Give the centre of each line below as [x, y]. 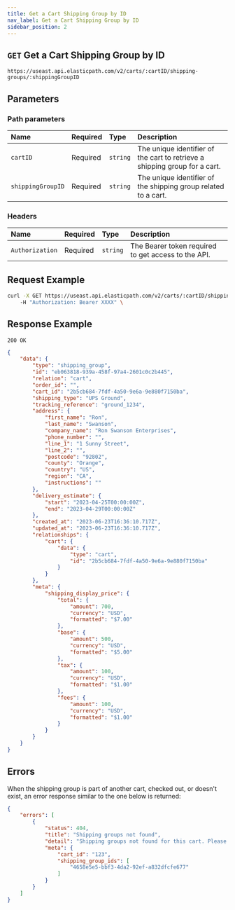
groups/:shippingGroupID [43, 78]
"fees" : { [71, 698]
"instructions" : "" [73, 483]
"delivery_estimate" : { [67, 496]
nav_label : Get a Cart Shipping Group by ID [73, 20]
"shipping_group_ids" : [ [93, 861]
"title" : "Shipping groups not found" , [102, 835]
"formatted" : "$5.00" [101, 652]
